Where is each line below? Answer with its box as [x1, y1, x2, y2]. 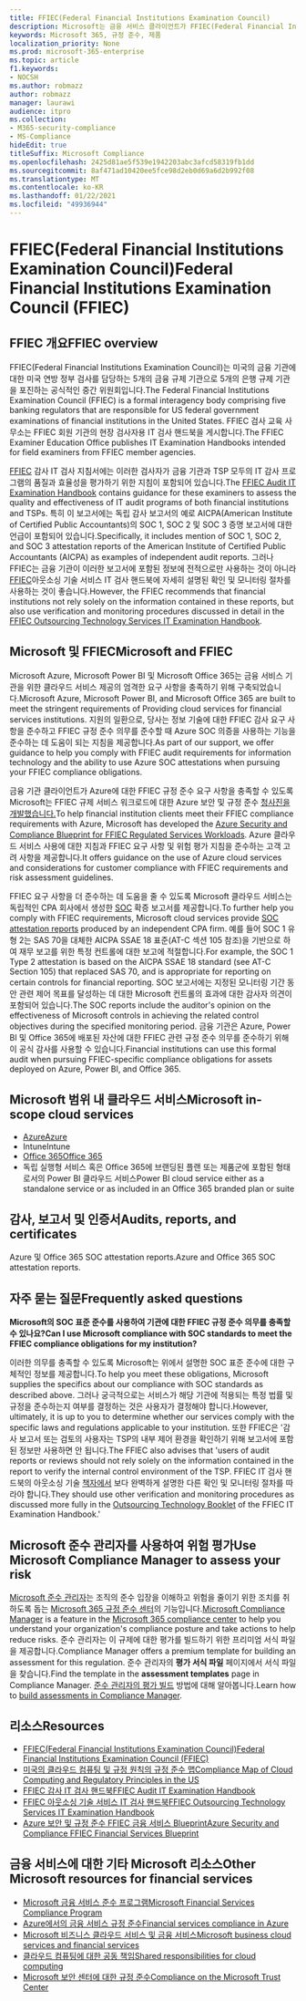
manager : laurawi [9, 98, 76, 108]
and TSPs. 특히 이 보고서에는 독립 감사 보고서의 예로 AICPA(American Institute [9, 507, 293, 518]
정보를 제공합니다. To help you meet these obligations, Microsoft [33, 1369, 269, 1380]
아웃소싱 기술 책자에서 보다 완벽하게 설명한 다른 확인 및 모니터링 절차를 [33, 1477, 284, 1488]
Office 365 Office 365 [22, 1150, 103, 1161]
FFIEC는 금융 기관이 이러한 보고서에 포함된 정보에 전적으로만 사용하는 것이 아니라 [9, 563, 297, 574]
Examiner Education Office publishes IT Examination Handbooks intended [9, 437, 286, 448]
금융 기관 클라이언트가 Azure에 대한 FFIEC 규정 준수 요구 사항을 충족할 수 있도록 [9, 785, 294, 796]
